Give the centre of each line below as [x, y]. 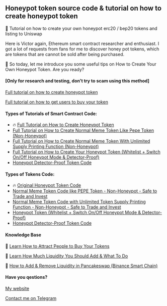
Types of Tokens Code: [30, 174]
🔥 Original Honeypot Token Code [47, 185]
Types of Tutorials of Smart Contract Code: [51, 114]
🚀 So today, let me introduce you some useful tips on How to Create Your [81, 64]
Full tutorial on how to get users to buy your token [57, 102]
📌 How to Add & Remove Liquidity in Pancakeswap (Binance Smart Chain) [81, 266]
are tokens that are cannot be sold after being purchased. [65, 54]
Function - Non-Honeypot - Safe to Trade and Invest [67, 207]
